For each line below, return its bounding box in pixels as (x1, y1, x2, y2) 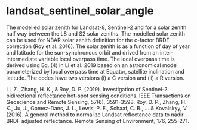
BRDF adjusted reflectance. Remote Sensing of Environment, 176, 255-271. (6, 117, 190, 124)
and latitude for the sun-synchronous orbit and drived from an (6, 49, 159, 56)
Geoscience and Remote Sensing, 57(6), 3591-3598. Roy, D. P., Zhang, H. (6, 98, 187, 105)
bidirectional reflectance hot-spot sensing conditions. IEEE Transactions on (6, 92, 191, 99)
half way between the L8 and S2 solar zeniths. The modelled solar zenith (6, 30, 185, 37)
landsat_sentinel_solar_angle (6, 4, 154, 18)
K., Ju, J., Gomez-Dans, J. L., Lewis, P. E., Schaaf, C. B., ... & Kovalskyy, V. (6, 104, 188, 112)
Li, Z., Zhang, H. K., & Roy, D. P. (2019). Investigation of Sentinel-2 (6, 85, 168, 93)
